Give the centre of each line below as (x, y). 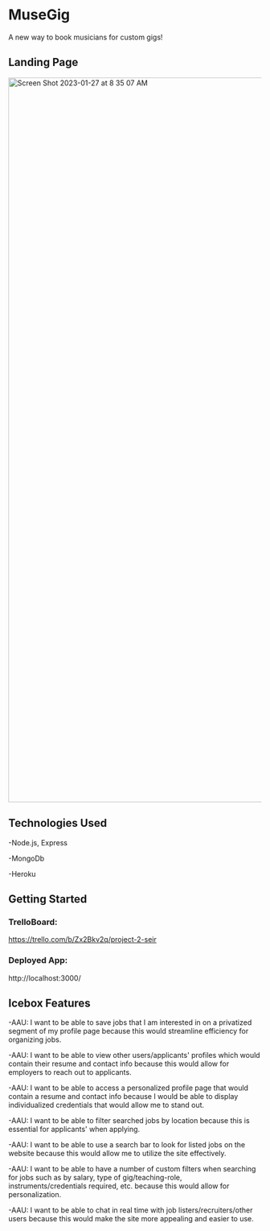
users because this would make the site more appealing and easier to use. (131, 1219)
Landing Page (43, 62)
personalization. (35, 1195)
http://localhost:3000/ (45, 978)
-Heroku (22, 874)
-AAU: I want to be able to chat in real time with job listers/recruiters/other (131, 1210)
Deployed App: (38, 960)
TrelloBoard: (33, 922)
